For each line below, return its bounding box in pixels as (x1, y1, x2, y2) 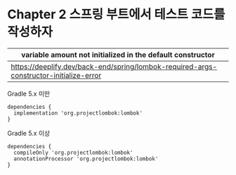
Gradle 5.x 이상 (7, 129, 51, 137)
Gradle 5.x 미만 (7, 89, 51, 98)
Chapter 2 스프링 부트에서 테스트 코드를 (7, 6, 225, 22)
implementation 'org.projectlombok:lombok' (13, 110, 143, 117)
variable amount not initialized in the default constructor (20, 50, 216, 60)
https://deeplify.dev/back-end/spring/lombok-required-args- (11, 61, 218, 71)
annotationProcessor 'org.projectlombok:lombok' (13, 155, 159, 162)
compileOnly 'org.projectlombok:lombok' (13, 149, 133, 156)
